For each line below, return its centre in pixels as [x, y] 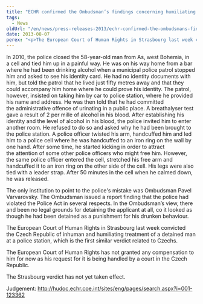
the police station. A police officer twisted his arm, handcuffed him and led [99, 134]
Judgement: [21, 288]
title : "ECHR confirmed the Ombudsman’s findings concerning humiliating [101, 12]
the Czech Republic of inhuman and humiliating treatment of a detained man [101, 234]
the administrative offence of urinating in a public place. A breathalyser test [100, 108]
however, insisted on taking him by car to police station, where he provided [100, 95]
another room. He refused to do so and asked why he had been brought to [99, 128]
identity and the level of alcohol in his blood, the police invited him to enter [99, 121]
